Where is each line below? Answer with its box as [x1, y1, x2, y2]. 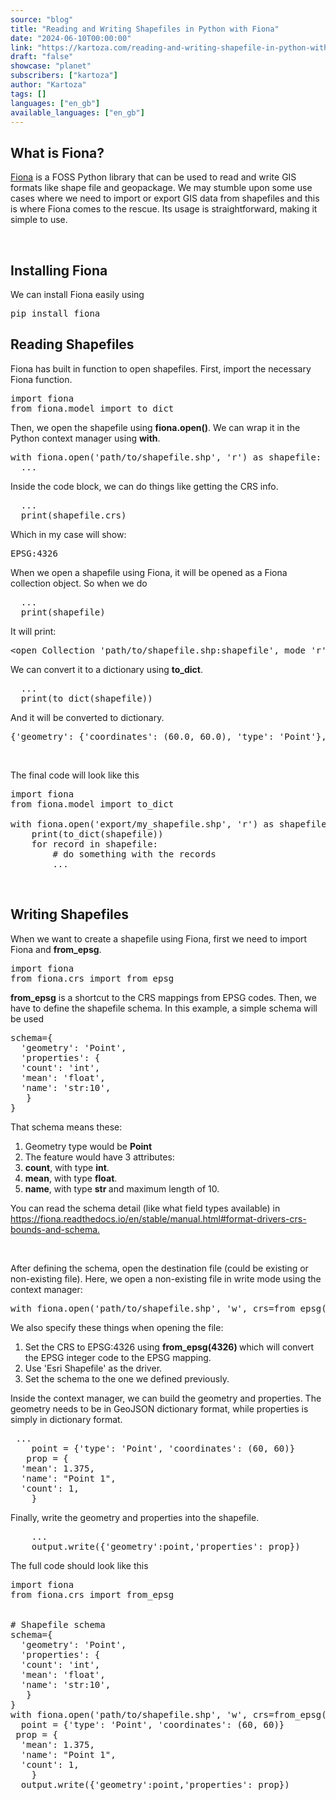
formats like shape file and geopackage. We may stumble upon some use [10, 182, 313, 194]
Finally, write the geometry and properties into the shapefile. [10, 1511, 260, 1523]
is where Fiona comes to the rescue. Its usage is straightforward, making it [10, 203, 318, 215]
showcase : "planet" [10, 61, 92, 71]
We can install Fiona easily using [10, 289, 145, 300]
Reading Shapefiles [10, 336, 135, 353]
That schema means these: [10, 1121, 123, 1133]
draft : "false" [10, 52, 74, 62]
